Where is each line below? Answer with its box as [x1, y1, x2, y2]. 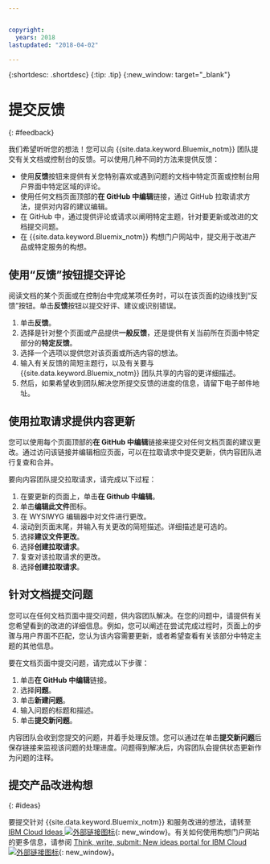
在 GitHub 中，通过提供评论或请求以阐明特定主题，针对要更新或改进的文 [19, 212, 259, 221]
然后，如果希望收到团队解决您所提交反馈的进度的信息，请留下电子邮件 [19, 378, 253, 388]
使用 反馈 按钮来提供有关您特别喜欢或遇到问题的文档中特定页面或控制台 [19, 172, 253, 181]
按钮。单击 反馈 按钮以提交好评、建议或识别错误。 [18, 301, 181, 311]
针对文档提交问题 [8, 588, 93, 601]
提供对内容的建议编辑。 [34, 202, 112, 212]
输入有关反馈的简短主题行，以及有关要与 [19, 358, 154, 368]
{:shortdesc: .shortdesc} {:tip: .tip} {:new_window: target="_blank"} [8, 70, 231, 80]
